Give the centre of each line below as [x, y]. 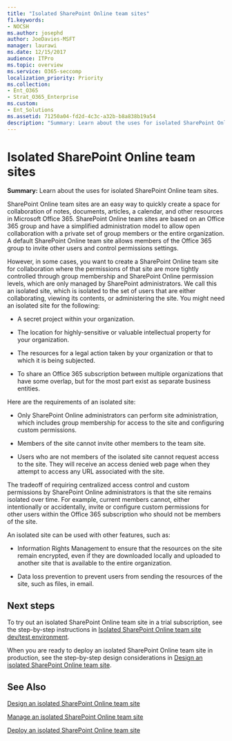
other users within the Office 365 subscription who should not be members [114, 514]
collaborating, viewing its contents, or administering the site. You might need [116, 299]
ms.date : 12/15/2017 [37, 53]
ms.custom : [23, 104]
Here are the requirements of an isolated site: [71, 402]
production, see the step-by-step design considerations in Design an [105, 658]
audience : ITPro [30, 59]
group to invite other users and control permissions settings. [93, 248]
